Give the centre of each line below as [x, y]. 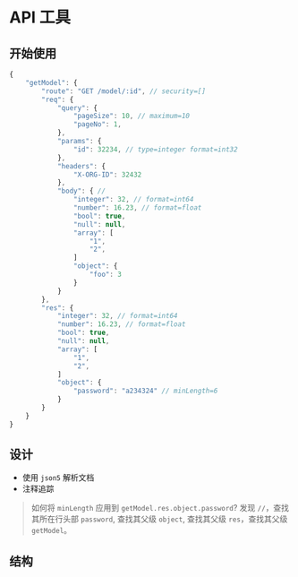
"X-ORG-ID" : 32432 [107, 175]
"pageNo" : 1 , [98, 125]
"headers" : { [81, 166]
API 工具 [40, 17]
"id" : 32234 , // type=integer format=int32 [156, 149]
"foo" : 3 [106, 274]
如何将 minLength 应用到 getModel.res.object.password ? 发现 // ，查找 [160, 508]
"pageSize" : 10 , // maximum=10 [132, 116]
